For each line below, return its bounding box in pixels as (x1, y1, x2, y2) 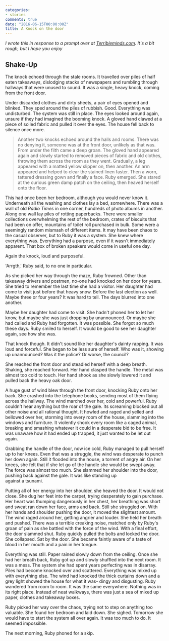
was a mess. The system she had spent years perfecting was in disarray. (5, 562, 157, 568)
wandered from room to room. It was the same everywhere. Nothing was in (5, 583, 161, 589)
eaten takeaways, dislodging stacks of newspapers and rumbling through (5, 79, 158, 85)
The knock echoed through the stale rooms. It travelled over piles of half (5, 73, 155, 80)
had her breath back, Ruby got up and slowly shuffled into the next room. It (5, 556, 161, 562)
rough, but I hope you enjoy (5, 46, 63, 52)
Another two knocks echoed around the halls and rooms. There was (17, 136, 159, 142)
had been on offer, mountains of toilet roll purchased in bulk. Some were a (5, 221, 159, 228)
